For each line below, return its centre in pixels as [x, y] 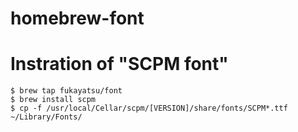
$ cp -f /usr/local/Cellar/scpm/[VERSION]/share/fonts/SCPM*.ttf [149, 108]
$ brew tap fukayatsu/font [66, 91]
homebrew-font [77, 18]
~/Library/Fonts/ [46, 117]
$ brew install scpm [53, 100]
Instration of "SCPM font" [119, 64]
